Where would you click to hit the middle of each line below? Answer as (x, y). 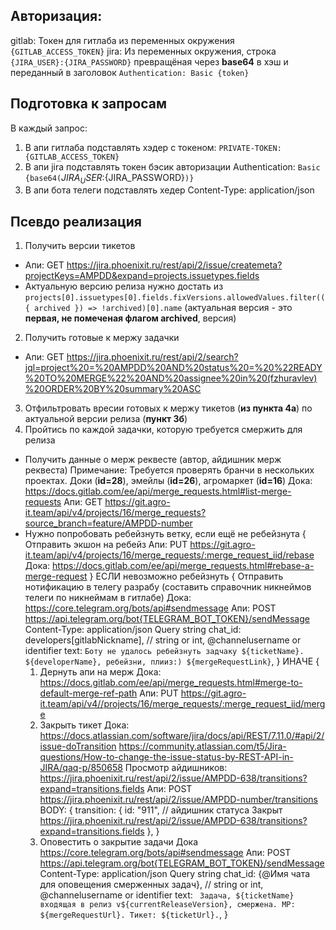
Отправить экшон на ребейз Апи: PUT (106, 545)
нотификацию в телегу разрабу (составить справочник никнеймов (168, 587)
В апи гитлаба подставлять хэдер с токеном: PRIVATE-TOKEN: (153, 147)
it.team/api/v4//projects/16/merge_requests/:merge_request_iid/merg (182, 704)
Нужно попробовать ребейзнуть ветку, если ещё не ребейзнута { (165, 534)
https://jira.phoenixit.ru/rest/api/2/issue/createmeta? (174, 265)
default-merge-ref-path (88, 693)
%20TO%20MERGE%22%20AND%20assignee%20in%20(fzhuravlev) (171, 378)
